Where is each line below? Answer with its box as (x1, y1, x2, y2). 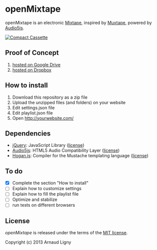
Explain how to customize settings (12, 186, 82, 192)
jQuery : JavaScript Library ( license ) (12, 142, 85, 148)
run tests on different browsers (12, 202, 75, 208)
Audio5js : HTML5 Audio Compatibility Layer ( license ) (12, 147, 120, 153)
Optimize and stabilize (12, 196, 58, 202)
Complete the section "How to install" (12, 180, 89, 186)
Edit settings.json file (12, 105, 55, 111)
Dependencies (5, 129, 51, 138)
